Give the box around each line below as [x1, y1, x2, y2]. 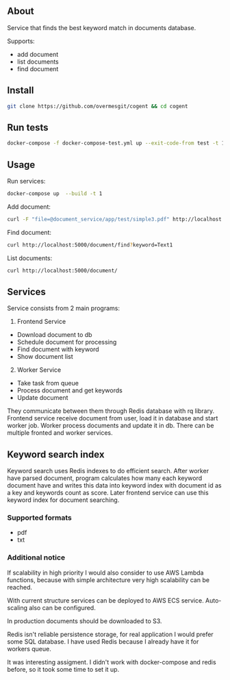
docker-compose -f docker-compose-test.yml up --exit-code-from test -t [7, 140, 219, 147]
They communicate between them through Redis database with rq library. [7, 407, 214, 415]
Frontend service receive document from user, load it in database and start [7, 414, 218, 423]
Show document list [16, 353, 73, 361]
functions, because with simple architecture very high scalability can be [7, 575, 210, 584]
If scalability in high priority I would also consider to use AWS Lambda [7, 568, 204, 577]
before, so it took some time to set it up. [7, 665, 120, 673]
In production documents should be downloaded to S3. [7, 616, 162, 625]
